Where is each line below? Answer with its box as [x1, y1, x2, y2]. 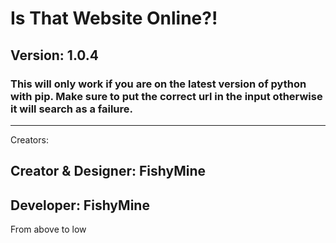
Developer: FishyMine [10, 197, 150, 214]
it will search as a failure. [10, 102, 134, 116]
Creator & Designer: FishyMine [10, 163, 206, 180]
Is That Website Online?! [10, 7, 218, 30]
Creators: [10, 133, 49, 146]
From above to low [10, 223, 87, 236]
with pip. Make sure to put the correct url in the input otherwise [10, 89, 323, 103]
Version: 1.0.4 [10, 47, 100, 64]
